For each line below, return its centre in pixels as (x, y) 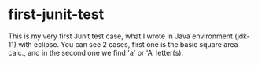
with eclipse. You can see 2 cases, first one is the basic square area (128, 44)
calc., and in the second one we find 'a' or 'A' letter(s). (96, 52)
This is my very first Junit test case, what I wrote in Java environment (121, 36)
